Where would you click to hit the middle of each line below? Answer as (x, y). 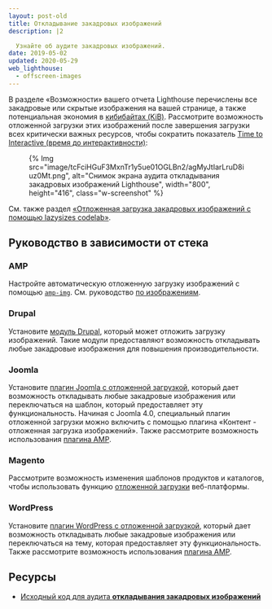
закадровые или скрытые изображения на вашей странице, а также (127, 107)
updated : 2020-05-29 (44, 61)
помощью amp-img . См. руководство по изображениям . (105, 292)
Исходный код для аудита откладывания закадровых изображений (140, 597)
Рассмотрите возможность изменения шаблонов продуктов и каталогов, (136, 478)
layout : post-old (38, 16)
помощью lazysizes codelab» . (60, 217)
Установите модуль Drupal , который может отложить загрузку (117, 331)
